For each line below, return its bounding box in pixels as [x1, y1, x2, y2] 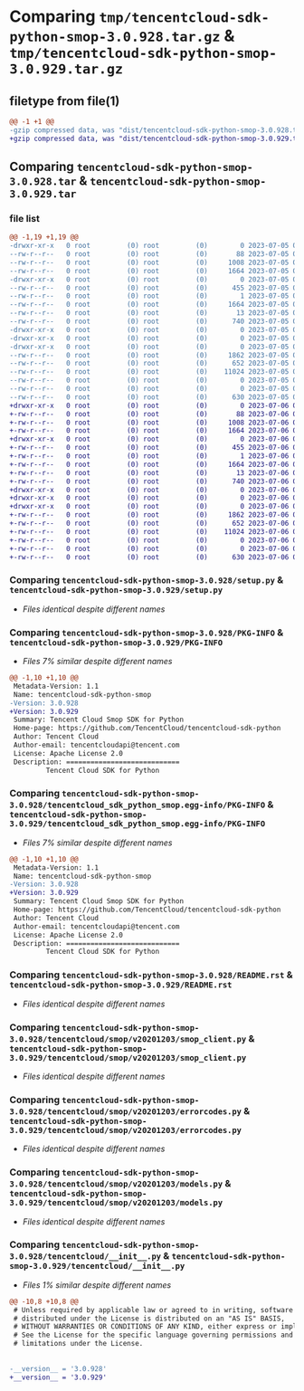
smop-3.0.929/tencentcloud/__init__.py [9, 1261, 185, 1272]
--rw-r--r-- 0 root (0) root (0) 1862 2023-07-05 [9, 350, 290, 359]
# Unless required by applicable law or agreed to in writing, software [13, 1305, 294, 1314]
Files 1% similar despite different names [22, 1279, 172, 1291]
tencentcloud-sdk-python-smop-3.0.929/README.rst [9, 980, 233, 990]
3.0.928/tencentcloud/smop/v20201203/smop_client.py [9, 1034, 247, 1044]
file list [9, 212, 41, 224]
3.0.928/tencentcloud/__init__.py [9, 1252, 161, 1262]
